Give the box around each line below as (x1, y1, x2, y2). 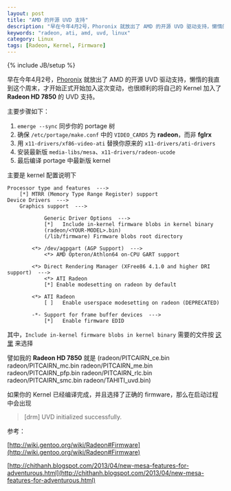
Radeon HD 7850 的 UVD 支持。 (7, 92, 99, 101)
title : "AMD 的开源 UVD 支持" (7, 17, 89, 23)
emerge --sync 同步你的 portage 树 (16, 122, 115, 130)
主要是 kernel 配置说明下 (7, 171, 77, 179)
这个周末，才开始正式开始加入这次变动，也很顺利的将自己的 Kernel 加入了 (12, 84, 222, 92)
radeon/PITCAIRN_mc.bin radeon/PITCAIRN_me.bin (7, 361, 153, 370)
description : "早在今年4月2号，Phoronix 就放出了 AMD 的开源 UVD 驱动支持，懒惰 (7, 23, 223, 30)
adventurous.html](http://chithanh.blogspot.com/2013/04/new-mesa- (7, 469, 204, 477)
